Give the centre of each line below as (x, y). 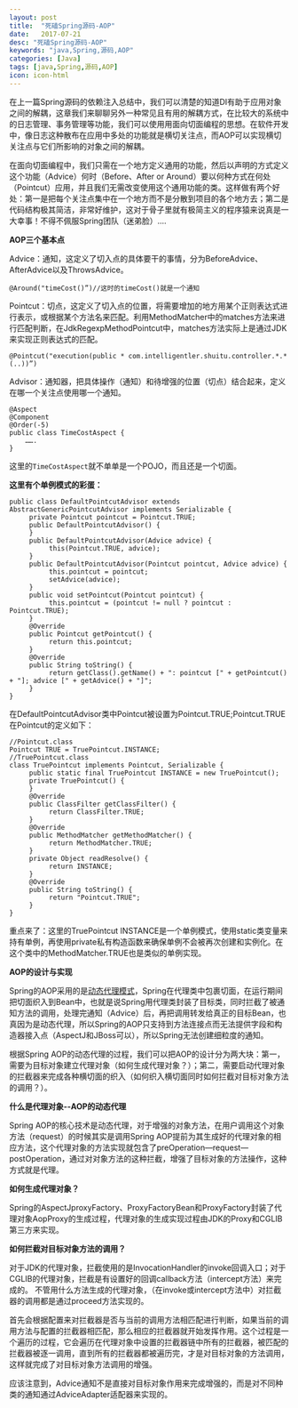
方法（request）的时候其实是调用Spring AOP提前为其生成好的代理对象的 (141, 1136)
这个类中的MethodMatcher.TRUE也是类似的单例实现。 (108, 953)
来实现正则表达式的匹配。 (56, 339)
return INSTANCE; (81, 866)
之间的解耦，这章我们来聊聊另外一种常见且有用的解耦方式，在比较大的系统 (145, 113)
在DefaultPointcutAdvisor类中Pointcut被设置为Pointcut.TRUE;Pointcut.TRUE (148, 713)
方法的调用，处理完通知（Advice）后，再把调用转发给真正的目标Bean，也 (151, 1013)
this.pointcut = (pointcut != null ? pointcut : (140, 603)
